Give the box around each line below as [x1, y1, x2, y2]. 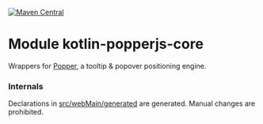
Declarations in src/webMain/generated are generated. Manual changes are [8, 99, 256, 108]
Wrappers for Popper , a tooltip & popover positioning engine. [8, 61, 207, 70]
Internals [8, 81, 44, 92]
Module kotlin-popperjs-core [8, 36, 204, 53]
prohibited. [8, 107, 44, 117]
